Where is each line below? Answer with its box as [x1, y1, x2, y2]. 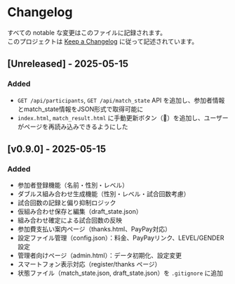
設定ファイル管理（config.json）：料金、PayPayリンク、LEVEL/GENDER [17, 233, 224, 243]
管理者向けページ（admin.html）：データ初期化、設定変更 [17, 251, 182, 260]
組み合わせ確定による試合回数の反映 [17, 216, 123, 225]
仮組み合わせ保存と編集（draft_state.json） [17, 207, 142, 216]
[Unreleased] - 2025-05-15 [7, 58, 128, 70]
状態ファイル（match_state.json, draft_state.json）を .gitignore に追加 [17, 269, 223, 278]
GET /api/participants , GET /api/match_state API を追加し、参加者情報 [17, 96, 225, 104]
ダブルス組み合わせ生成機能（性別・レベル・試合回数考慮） [17, 190, 190, 198]
